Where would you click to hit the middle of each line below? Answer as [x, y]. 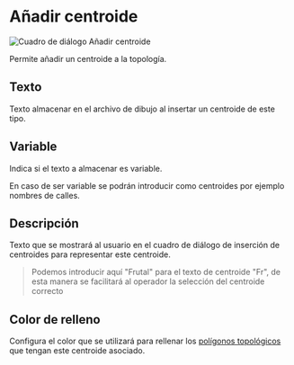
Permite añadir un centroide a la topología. [88, 58]
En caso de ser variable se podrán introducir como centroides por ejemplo [147, 185]
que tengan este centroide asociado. [77, 351]
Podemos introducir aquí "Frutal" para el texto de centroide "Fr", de [156, 272]
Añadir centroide [74, 17]
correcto [47, 291]
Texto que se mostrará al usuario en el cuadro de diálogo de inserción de [145, 245]
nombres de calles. [45, 195]
